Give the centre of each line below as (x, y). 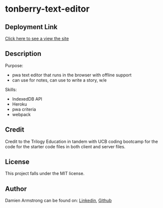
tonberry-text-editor (47, 9)
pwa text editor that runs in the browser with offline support (72, 75)
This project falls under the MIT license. (45, 173)
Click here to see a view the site (37, 38)
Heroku (19, 104)
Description (23, 54)
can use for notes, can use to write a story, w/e (59, 80)
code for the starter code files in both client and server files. (65, 146)
